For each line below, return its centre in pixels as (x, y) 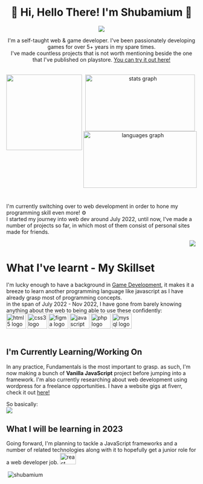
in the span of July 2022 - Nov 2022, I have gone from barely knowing (94, 304)
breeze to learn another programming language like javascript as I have (95, 291)
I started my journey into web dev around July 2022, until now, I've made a (99, 219)
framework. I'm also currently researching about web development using (97, 379)
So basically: (22, 404)
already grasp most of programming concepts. (64, 297)
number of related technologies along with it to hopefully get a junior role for (101, 450)
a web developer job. (33, 462)
